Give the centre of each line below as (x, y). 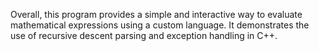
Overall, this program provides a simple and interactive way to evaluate (156, 14)
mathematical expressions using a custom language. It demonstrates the (160, 25)
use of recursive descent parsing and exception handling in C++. (144, 35)
